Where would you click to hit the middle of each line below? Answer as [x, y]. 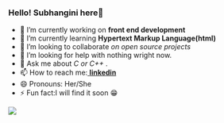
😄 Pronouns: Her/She [56, 84]
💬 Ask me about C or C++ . [64, 63]
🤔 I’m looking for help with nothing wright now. [96, 56]
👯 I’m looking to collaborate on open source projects [105, 47]
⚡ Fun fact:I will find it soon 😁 [69, 93]
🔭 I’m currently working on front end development [102, 30]
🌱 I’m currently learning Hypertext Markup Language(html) [118, 38]
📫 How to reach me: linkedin [68, 73]
